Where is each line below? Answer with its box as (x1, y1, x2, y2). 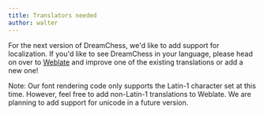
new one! (8, 65, 39, 75)
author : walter (8, 19, 58, 27)
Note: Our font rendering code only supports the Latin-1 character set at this (8, 80, 257, 91)
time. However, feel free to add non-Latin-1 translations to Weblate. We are (8, 89, 251, 98)
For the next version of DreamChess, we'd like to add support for (8, 40, 220, 50)
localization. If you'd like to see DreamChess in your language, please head (8, 49, 253, 58)
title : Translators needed (8, 11, 97, 20)
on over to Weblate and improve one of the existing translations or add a (8, 57, 243, 67)
